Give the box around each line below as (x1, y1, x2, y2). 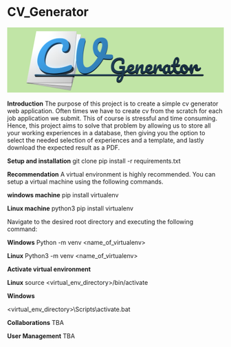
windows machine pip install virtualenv (7, 191, 119, 199)
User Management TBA (7, 332, 76, 340)
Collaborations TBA (7, 319, 64, 327)
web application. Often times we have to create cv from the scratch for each (7, 107, 223, 115)
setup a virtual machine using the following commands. (7, 177, 164, 186)
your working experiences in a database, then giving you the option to (7, 129, 206, 137)
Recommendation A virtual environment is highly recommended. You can (7, 170, 216, 179)
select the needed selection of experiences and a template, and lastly (7, 136, 204, 145)
